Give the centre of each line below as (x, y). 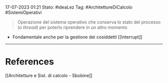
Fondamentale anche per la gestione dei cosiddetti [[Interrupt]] (77, 37)
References (29, 62)
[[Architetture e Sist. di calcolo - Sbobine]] (49, 75)
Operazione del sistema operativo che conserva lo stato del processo (89, 22)
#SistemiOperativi (23, 12)
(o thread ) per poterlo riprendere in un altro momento (72, 27)
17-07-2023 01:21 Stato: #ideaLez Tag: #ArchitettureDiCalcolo (69, 7)
